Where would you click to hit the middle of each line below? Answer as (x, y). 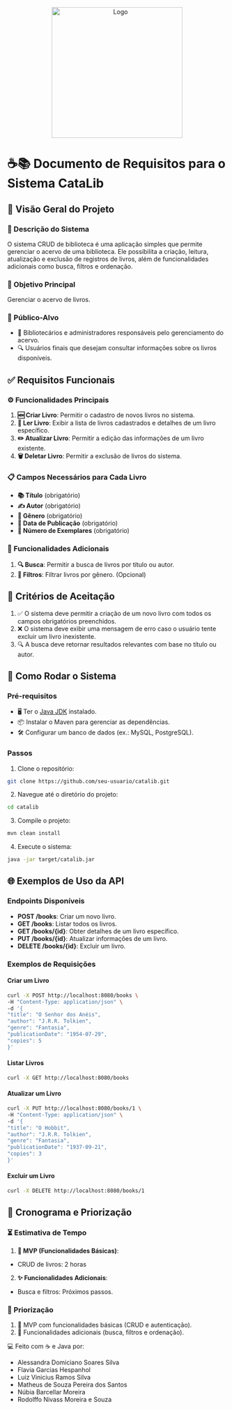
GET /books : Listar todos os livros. (67, 924)
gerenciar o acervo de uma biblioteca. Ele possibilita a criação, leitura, (108, 251)
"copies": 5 (24, 1041)
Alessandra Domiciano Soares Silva (68, 1362)
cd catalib (23, 807)
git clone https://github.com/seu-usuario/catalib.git (88, 781)
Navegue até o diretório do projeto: (68, 794)
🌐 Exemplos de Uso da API (65, 881)
